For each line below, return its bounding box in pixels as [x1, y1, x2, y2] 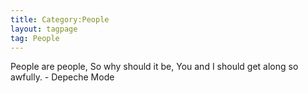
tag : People [10, 33, 60, 43]
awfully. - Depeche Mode [10, 71, 115, 83]
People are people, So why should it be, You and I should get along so [10, 61, 299, 73]
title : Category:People [10, 14, 110, 25]
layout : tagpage [10, 24, 78, 34]
